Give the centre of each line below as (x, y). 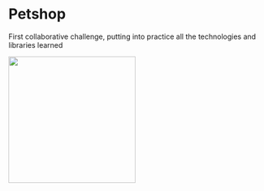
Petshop (37, 14)
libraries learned (36, 45)
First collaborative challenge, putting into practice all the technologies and (132, 36)
